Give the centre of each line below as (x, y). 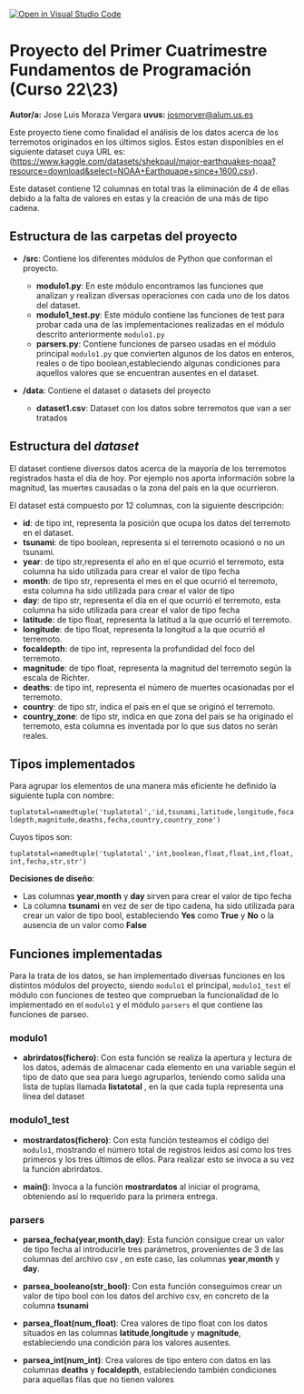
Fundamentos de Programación (130, 71)
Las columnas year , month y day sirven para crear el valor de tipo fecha (157, 896)
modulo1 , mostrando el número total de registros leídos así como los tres (157, 1149)
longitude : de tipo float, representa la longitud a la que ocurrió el (144, 629)
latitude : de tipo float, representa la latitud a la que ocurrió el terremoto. (157, 620)
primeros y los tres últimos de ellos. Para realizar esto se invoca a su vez (158, 1159)
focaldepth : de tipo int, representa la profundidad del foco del (139, 648)
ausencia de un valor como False (84, 925)
